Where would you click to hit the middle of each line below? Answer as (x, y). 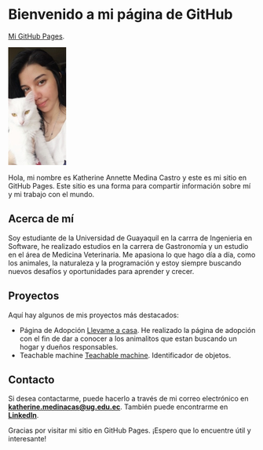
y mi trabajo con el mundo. (51, 194)
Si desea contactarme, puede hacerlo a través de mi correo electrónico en (128, 399)
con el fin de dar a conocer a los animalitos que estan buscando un (128, 338)
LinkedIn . (24, 415)
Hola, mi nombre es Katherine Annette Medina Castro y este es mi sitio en (128, 177)
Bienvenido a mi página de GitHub (121, 15)
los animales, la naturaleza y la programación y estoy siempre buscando (125, 263)
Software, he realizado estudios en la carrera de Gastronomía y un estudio (128, 246)
